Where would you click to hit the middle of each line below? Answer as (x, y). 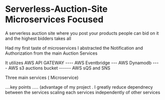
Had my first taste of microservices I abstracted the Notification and (74, 48)
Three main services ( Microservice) (42, 77)
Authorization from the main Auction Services (51, 53)
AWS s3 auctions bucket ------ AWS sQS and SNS (59, 68)
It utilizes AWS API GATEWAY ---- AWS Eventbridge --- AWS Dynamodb (78, 63)
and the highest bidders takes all (38, 38)
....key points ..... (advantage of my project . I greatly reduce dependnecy (79, 87)
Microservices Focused (54, 19)
